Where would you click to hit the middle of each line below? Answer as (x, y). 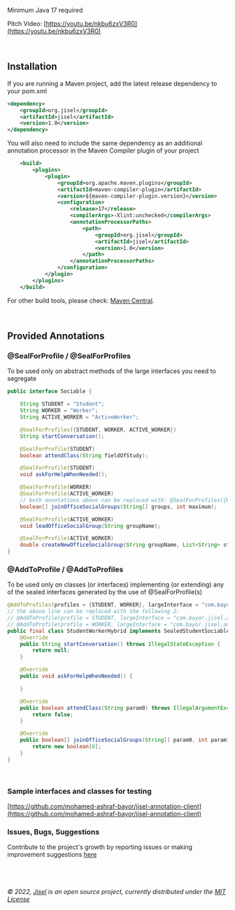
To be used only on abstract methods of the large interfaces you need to (112, 371)
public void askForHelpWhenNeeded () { (76, 676)
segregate (22, 379)
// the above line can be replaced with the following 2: (93, 612)
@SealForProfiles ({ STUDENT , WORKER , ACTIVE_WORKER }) (98, 430)
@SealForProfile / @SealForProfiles (69, 356)
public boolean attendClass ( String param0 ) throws (95, 708)
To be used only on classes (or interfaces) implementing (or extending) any (116, 584)
